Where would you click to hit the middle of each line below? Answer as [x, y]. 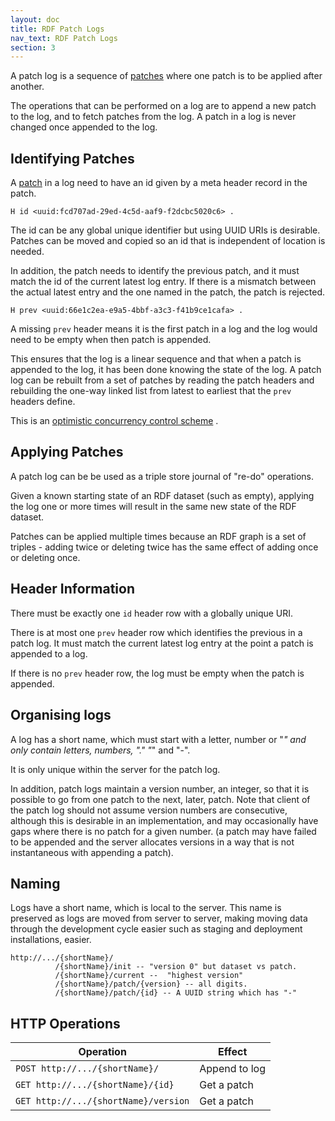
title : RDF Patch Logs [57, 29]
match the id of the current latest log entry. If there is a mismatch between [163, 282]
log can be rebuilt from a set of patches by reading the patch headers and [162, 380]
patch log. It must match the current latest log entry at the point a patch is [162, 643]
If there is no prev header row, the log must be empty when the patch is [157, 673]
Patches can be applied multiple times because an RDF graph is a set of [158, 536]
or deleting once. [45, 557]
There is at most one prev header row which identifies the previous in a [156, 632]
